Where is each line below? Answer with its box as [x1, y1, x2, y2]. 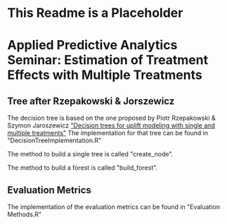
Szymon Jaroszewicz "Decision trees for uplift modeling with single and [7, 121, 216, 130]
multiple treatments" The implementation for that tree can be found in [7, 129, 209, 137]
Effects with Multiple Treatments [7, 67, 202, 83]
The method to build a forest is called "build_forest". [7, 163, 158, 172]
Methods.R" [7, 210, 42, 218]
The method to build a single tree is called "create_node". [7, 150, 174, 158]
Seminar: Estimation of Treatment [7, 52, 209, 68]
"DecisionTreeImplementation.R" [7, 136, 102, 145]
